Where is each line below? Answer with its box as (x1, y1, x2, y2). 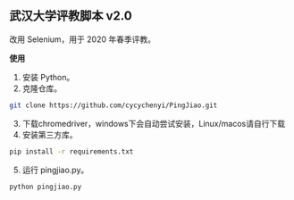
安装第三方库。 (21, 129, 78, 140)
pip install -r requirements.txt (9, 146, 134, 156)
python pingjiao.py (9, 182, 82, 191)
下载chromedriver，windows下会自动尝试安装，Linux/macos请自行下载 (21, 118, 286, 129)
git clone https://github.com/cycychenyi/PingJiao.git (9, 101, 218, 110)
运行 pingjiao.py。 (21, 164, 89, 175)
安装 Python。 (21, 71, 75, 82)
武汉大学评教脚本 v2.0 (9, 8, 132, 24)
